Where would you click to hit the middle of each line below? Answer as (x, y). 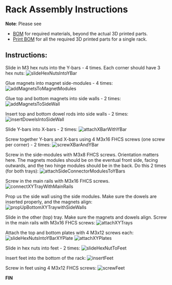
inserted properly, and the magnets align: (49, 202)
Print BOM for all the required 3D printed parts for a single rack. (80, 39)
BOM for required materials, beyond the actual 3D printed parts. (80, 33)
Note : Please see (24, 24)
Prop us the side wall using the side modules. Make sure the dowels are (81, 196)
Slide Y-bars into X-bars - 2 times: (42, 129)
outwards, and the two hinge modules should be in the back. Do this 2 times (86, 165)
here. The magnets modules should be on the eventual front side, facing (82, 160)
